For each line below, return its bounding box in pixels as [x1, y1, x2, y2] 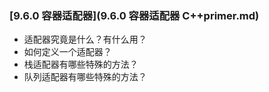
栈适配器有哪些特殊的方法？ [23, 58, 139, 71]
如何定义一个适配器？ [23, 46, 112, 58]
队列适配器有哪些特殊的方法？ [23, 71, 147, 83]
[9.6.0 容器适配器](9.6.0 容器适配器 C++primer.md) [9, 8, 260, 22]
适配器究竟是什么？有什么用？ [23, 33, 147, 46]
